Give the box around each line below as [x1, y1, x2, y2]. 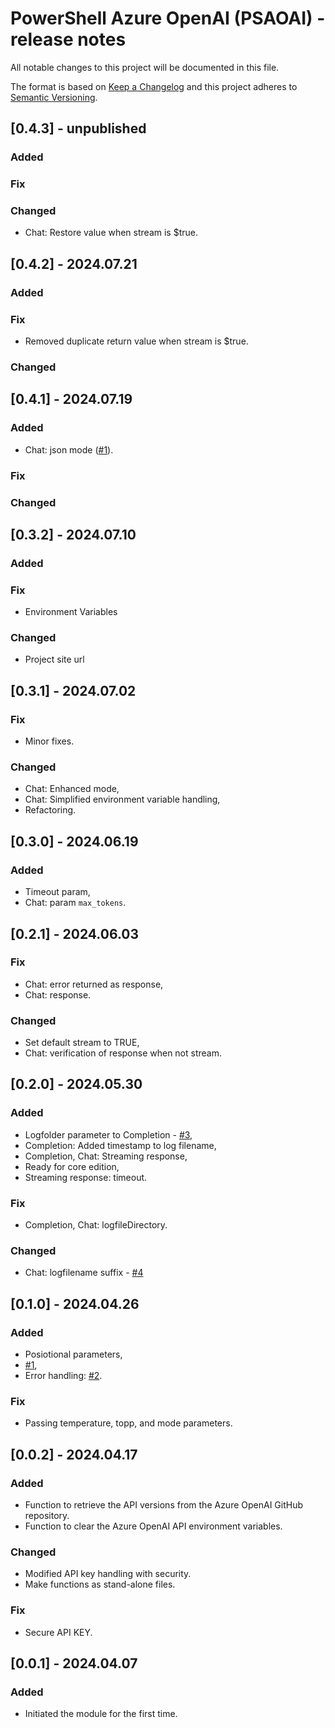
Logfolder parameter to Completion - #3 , [24, 1128, 193, 1141]
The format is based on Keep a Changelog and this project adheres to [10, 80, 298, 92]
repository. [24, 1510, 70, 1522]
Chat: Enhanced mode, [24, 783, 120, 795]
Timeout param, [24, 886, 91, 898]
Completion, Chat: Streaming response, [24, 1150, 188, 1162]
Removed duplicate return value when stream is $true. [24, 335, 249, 347]
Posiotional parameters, [24, 1348, 123, 1361]
